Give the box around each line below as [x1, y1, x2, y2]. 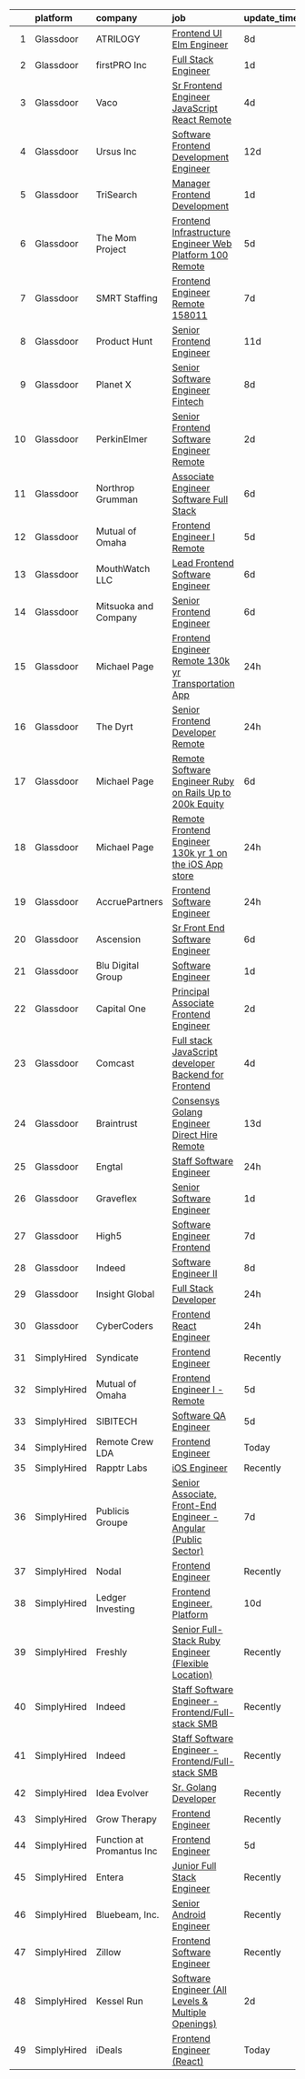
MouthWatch [95, 563, 151, 575]
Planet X [95, 378, 132, 390]
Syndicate [95, 1351, 139, 1363]
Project [95, 243, 127, 256]
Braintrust [95, 1118, 138, 1130]
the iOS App [172, 859, 224, 870]
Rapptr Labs [95, 1461, 148, 1474]
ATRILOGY [95, 33, 141, 45]
